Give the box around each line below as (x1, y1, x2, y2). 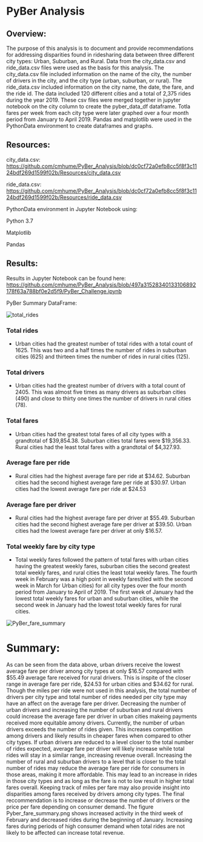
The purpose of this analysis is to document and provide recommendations (6, 44, 194, 52)
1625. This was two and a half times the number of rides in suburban (15, 346, 187, 353)
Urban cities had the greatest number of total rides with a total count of (15, 339, 193, 347)
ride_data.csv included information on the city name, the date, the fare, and (6, 83, 195, 91)
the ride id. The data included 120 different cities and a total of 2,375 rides (6, 90, 191, 97)
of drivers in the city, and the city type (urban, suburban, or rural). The (6, 77, 182, 84)
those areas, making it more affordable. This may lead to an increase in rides (6, 771, 198, 778)
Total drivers (6, 368, 45, 377)
